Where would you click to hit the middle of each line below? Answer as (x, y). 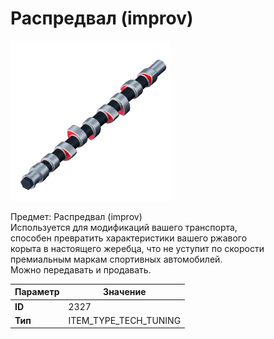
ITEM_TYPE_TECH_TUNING (125, 320)
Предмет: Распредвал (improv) (76, 216)
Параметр (37, 292)
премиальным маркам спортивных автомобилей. (116, 259)
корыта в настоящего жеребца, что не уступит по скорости (137, 248)
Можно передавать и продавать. (81, 269)
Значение (125, 292)
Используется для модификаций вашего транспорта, (124, 227)
